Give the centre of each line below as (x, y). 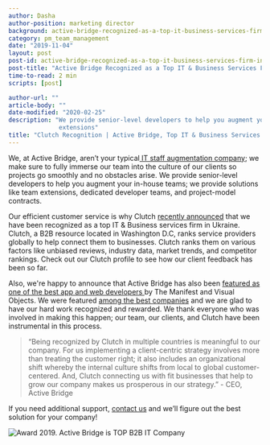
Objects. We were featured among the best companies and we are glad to (131, 300)
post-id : (23, 61)
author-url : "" (34, 97)
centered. (44, 376)
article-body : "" (37, 105)
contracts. (25, 200)
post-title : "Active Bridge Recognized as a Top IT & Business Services (133, 68)
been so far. (28, 267)
